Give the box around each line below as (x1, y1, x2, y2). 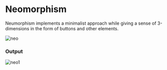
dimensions (5, 25, 29, 31)
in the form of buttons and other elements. (30, 25, 119, 31)
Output (5, 48, 23, 55)
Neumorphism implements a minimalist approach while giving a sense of (5, 20, 157, 26)
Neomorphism (5, 4, 67, 15)
